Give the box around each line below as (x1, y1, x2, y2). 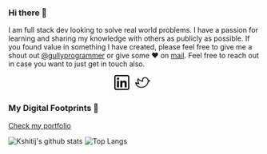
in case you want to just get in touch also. (8, 59, 145, 69)
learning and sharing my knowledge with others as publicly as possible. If (8, 34, 250, 43)
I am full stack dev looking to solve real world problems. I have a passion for (8, 26, 258, 35)
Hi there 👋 (8, 7, 48, 18)
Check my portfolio (8, 120, 72, 130)
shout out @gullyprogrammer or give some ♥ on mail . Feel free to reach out (8, 51, 260, 61)
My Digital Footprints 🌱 (8, 103, 99, 114)
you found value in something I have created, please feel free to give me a (8, 42, 253, 52)
